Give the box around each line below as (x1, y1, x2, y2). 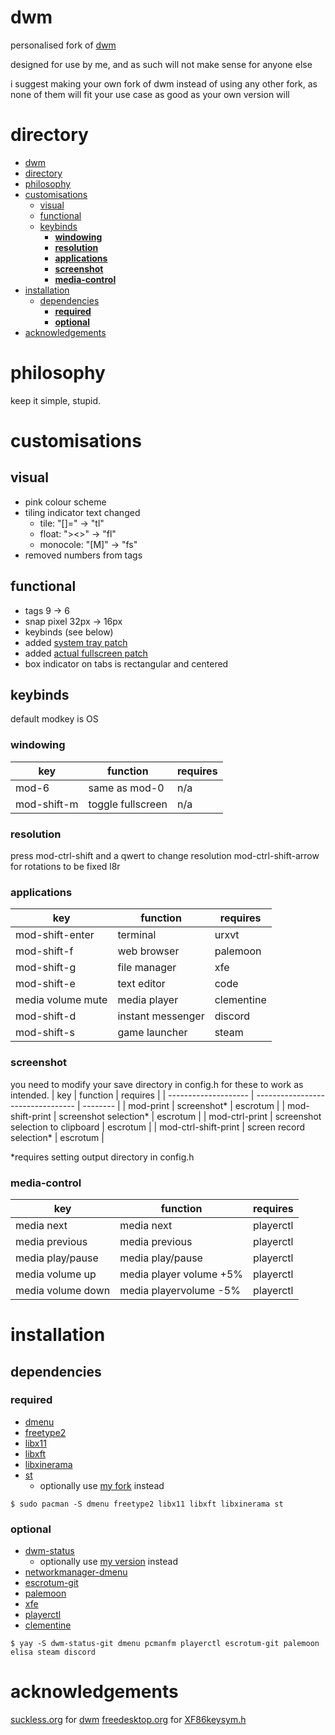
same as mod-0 (88, 781, 165, 795)
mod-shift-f (15, 944, 74, 958)
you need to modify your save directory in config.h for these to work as (10, 1078, 304, 1090)
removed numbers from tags (24, 549, 143, 561)
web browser (117, 944, 180, 958)
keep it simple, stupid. (10, 394, 102, 406)
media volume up (15, 1267, 97, 1281)
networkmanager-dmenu (24, 1566, 128, 1578)
